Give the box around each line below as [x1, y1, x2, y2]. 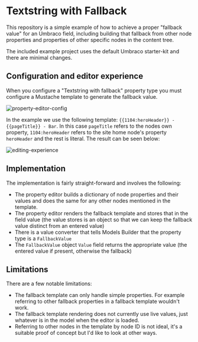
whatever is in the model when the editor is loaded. [14, 317, 139, 324]
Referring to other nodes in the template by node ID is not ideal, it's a [14, 323, 183, 330]
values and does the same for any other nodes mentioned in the [14, 197, 171, 204]
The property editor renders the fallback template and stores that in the [14, 209, 189, 217]
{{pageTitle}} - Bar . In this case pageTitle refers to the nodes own [6, 122, 173, 130]
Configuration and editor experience [6, 71, 144, 81]
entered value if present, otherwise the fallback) [14, 247, 132, 254]
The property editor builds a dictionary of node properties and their [14, 191, 179, 198]
